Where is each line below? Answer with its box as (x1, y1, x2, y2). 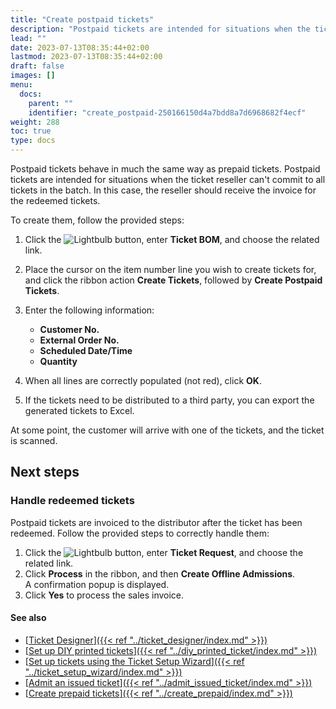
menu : (10, 80, 33, 90)
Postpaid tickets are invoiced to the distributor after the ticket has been (10, 516, 303, 528)
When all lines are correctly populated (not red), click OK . (24, 375, 262, 386)
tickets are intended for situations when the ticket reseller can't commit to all (10, 174, 326, 185)
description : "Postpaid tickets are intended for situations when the (10, 24, 311, 34)
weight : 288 (10, 117, 60, 127)
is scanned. (10, 435, 58, 446)
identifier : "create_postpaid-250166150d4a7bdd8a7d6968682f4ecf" (28, 107, 307, 118)
